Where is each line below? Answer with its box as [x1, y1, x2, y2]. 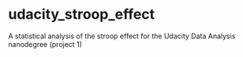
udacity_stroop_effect [8, 5, 155, 23]
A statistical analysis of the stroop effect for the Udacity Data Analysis [8, 31, 236, 41]
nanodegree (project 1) [8, 39, 83, 48]
